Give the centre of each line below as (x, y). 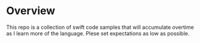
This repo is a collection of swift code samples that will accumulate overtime (100, 27)
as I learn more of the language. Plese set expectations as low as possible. (98, 33)
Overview (31, 11)
